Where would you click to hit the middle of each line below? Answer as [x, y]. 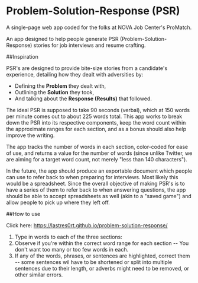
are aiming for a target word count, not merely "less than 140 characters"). [97, 159]
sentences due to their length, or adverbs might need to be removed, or [102, 268]
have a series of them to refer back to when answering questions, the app [96, 190]
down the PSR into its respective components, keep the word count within [96, 122]
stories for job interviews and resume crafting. [90, 45]
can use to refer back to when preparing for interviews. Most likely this [92, 177]
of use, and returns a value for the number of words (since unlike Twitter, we [99, 153]
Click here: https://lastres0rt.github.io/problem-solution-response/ [87, 225]
